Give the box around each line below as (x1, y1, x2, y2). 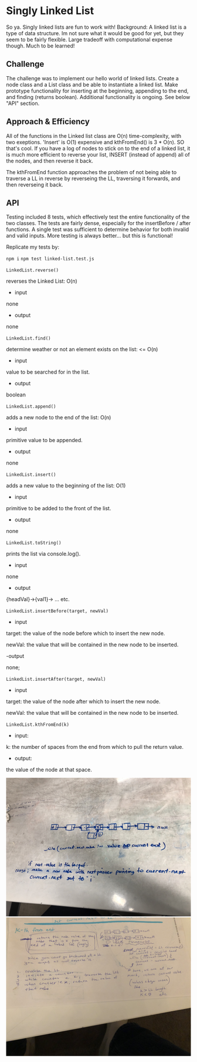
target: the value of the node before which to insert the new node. (6, 630, 165, 637)
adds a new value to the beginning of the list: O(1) (6, 482, 126, 489)
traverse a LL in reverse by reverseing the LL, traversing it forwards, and (6, 175, 181, 182)
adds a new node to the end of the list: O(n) (6, 414, 111, 421)
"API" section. (6, 100, 40, 107)
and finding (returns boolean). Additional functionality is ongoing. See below (6, 93, 191, 100)
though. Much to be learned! (6, 42, 75, 49)
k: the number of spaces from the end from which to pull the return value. (6, 744, 184, 751)
